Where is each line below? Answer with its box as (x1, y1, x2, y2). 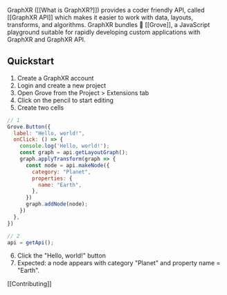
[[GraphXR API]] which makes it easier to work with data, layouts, (7, 13, 194, 22)
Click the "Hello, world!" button (17, 251, 106, 260)
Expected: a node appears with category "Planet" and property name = (17, 259, 221, 267)
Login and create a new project (17, 81, 107, 90)
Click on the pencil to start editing (17, 96, 114, 104)
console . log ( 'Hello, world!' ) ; (19, 142, 110, 150)
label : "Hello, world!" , (13, 130, 85, 137)
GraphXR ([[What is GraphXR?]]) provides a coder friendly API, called (7, 6, 206, 14)
